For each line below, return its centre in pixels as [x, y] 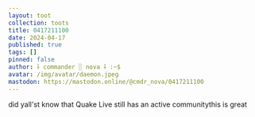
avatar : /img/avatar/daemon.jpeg [64, 74]
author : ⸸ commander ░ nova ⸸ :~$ [64, 67]
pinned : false [32, 60]
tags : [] [23, 52]
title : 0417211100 [39, 30]
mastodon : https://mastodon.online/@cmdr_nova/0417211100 [106, 81]
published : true [35, 45]
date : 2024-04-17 [37, 38]
